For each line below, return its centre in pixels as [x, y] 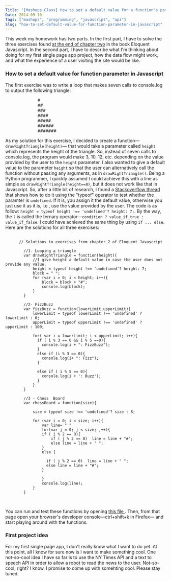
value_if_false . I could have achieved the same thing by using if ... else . [85, 222]
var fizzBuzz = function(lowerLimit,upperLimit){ [77, 309]
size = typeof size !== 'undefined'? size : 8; [84, 412]
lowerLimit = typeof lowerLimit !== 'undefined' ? [87, 313]
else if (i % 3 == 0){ [61, 354]
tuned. [12, 573]
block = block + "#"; [64, 282]
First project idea [27, 536]
